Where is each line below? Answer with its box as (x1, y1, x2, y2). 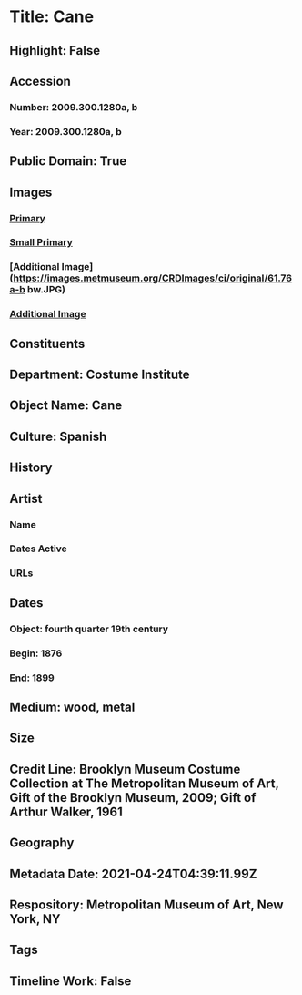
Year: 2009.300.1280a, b (9, 125, 122, 138)
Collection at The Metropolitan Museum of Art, (9, 775, 279, 791)
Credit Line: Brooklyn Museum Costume (9, 761, 241, 776)
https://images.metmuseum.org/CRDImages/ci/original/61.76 (13, 272, 293, 284)
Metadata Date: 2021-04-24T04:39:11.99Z (9, 866, 257, 881)
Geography (9, 836, 75, 851)
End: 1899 (9, 672, 55, 684)
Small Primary (9, 236, 73, 249)
